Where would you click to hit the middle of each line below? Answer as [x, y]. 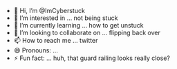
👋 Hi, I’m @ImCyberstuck [49, 11]
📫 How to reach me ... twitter [56, 40]
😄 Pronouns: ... [36, 50]
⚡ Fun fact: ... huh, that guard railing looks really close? [92, 58]
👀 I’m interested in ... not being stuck [66, 18]
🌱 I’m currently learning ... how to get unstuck [78, 25]
